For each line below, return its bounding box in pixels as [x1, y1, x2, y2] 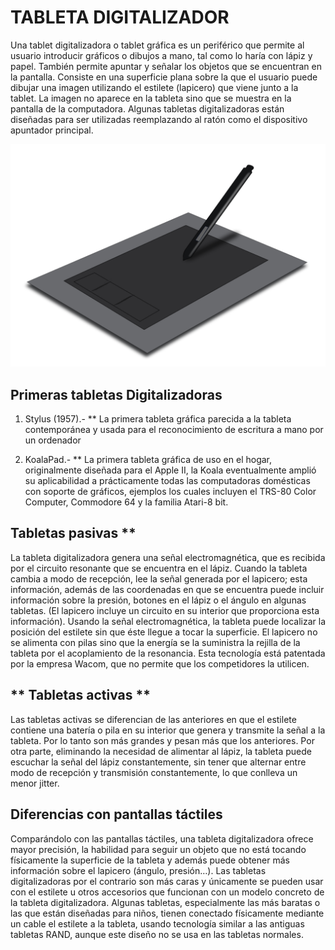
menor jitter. [10, 777, 60, 789]
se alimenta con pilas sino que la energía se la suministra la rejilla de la [10, 636, 301, 648]
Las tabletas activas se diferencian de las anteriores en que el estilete [10, 713, 297, 725]
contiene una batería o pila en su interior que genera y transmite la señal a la [10, 724, 326, 736]
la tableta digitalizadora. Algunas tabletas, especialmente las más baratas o [10, 896, 321, 908]
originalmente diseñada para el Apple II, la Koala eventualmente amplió [24, 464, 317, 476]
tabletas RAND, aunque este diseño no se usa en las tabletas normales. [10, 928, 304, 940]
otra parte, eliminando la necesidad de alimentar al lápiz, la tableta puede [10, 745, 312, 757]
